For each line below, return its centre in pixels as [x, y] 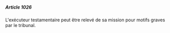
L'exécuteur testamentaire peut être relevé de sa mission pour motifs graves [85, 20]
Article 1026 [19, 7]
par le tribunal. [21, 25]
